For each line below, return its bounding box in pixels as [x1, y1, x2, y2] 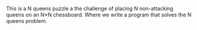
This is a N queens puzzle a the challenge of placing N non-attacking [6, 5, 173, 12]
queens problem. [6, 18, 48, 24]
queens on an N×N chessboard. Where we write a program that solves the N [6, 11, 192, 18]
